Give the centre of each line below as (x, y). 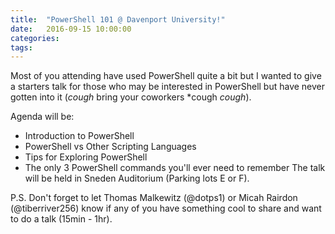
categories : (35, 38)
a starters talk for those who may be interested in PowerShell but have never (168, 87)
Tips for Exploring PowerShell (86, 157)
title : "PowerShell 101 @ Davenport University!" (118, 19)
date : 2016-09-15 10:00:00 (71, 29)
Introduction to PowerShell (79, 136)
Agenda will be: (42, 117)
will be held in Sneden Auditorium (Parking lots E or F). (137, 178)
